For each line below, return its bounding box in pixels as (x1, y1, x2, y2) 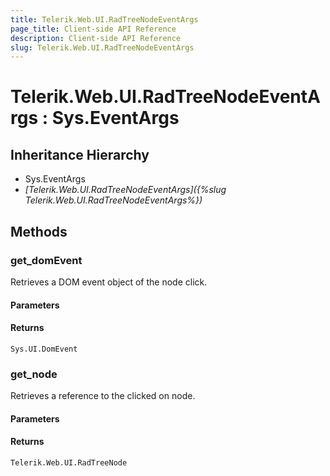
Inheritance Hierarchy (10, 146, 150, 163)
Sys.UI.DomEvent (10, 344, 78, 354)
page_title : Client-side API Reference (10, 24, 177, 34)
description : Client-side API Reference (10, 33, 182, 43)
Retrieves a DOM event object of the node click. (10, 276, 208, 288)
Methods (10, 223, 68, 240)
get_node (10, 367, 58, 381)
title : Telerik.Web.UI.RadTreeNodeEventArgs (10, 14, 199, 25)
